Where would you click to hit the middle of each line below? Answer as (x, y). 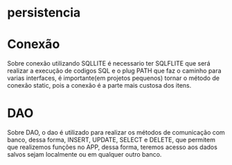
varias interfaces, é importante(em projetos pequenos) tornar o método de (114, 78)
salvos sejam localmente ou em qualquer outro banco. (84, 155)
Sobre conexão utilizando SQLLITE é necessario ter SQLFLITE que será (109, 64)
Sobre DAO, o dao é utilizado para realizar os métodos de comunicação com (116, 133)
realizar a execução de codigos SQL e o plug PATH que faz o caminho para (114, 71)
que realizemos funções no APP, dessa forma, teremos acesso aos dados (113, 147)
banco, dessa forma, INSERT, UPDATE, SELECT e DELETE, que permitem (111, 140)
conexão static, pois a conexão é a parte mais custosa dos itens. (99, 86)
